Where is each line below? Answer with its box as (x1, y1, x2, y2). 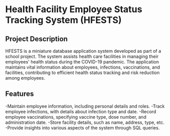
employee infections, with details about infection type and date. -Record (5, 108, 156, 115)
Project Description (5, 35, 68, 43)
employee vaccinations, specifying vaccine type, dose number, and (5, 114, 147, 120)
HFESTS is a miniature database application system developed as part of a (5, 48, 161, 54)
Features (5, 90, 34, 98)
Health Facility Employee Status (5, 4, 143, 15)
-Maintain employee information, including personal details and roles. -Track (5, 103, 165, 109)
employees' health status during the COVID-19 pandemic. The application (5, 59, 159, 64)
